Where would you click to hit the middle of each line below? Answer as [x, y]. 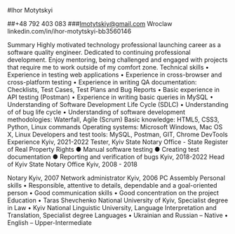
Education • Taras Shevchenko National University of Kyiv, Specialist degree [118, 200]
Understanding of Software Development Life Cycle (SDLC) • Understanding [118, 104]
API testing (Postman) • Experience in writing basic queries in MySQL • [110, 97]
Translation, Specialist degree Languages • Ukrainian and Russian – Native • [118, 215]
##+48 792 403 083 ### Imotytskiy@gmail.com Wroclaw [90, 24]
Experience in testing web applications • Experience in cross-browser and [115, 74]
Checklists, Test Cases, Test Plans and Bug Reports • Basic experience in [113, 90]
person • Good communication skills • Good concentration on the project [113, 193]
